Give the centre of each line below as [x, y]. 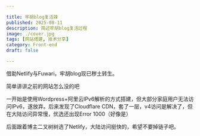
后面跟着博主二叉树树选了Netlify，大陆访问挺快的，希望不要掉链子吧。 [93, 126]
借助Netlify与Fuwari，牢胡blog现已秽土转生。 [62, 73]
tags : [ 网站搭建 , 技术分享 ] [37, 40]
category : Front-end [32, 45]
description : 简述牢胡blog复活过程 [47, 28]
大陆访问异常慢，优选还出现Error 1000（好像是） [71, 114]
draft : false [22, 51]
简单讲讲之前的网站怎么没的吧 [43, 86]
